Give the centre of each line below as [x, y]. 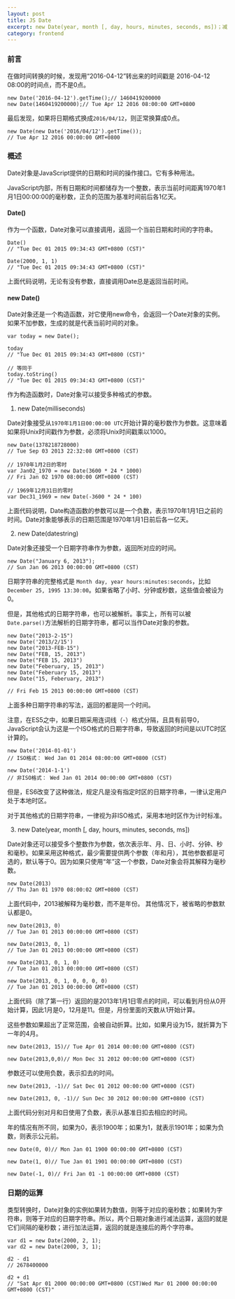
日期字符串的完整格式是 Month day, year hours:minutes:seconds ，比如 [109, 581]
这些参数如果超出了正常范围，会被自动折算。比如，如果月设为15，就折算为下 [117, 1025]
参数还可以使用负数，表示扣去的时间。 [62, 1073]
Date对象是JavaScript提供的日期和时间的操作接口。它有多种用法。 [103, 173]
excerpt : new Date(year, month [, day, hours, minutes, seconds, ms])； [115, 27]
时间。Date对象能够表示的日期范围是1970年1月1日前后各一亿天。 [100, 519]
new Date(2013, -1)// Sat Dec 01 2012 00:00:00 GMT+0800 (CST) [101, 1086]
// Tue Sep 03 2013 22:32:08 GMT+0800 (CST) [73, 451]
